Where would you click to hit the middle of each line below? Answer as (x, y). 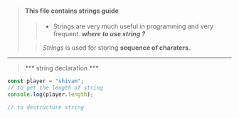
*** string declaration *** (62, 68)
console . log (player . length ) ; (51, 94)
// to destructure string (46, 107)
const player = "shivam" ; (46, 81)
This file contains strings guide (72, 11)
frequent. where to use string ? (99, 34)
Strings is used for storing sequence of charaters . (116, 48)
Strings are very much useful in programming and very (133, 26)
